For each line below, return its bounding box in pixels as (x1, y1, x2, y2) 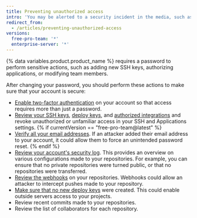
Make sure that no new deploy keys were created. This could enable (14, 186, 180, 193)
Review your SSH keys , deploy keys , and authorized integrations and (14, 111, 181, 118)
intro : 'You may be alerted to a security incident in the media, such (6, 14, 185, 20)
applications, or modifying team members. (6, 70, 108, 77)
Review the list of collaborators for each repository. (14, 205, 139, 212)
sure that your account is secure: (6, 88, 86, 95)
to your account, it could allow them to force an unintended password (14, 136, 183, 143)
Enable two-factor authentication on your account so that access (14, 99, 172, 106)
